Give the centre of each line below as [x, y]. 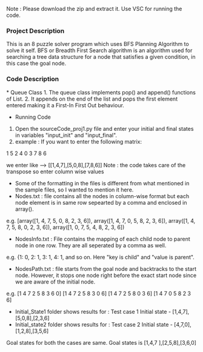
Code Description [33, 79]
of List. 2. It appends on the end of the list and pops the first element [92, 99]
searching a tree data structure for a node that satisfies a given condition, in [101, 57]
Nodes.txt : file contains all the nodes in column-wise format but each [102, 196]
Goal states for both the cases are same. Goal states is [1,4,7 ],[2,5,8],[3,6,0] [101, 342]
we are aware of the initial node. [55, 282]
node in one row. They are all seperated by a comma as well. [91, 245]
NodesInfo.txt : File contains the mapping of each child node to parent [102, 239]
